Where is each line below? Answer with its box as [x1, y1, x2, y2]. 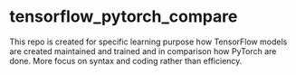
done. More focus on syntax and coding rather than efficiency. [9, 55, 243, 66]
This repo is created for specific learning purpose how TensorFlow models [9, 36, 288, 47]
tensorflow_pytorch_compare [9, 6, 238, 27]
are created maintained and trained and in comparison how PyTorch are [9, 45, 277, 56]
